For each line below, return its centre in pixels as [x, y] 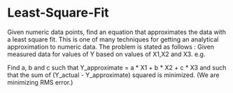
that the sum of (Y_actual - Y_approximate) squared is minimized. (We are [113, 75]
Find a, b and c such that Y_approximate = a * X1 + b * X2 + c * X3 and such [117, 67]
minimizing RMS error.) [40, 82]
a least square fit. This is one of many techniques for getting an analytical [113, 39]
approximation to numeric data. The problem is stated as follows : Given [111, 46]
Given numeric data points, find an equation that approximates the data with [116, 32]
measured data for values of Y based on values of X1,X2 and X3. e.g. [106, 54]
